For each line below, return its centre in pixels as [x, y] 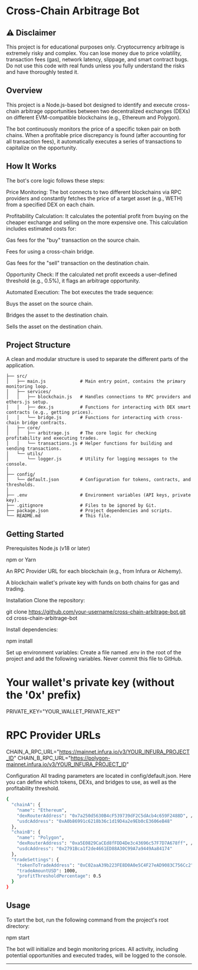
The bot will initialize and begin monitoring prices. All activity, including [92, 949]
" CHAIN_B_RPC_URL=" [42, 758]
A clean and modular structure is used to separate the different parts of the [97, 359]
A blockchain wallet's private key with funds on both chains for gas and [93, 583]
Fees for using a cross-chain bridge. [50, 251]
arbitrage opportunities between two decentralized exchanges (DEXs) [105, 111]
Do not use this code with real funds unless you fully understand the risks [95, 66]
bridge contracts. [44, 423]
